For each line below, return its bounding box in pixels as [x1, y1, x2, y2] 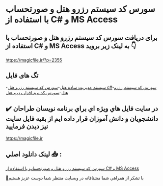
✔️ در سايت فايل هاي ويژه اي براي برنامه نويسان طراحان [5, 105, 159, 113]
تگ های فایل [5, 71, 39, 80]
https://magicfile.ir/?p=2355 [5, 57, 62, 63]
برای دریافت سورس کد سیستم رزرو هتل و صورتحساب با [5, 33, 158, 42]
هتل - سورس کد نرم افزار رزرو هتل [5, 89, 68, 95]
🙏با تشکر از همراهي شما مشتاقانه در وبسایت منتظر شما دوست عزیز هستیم [5, 175, 144, 181]
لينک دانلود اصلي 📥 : [5, 150, 62, 159]
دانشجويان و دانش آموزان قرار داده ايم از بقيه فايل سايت [5, 114, 159, 123]
